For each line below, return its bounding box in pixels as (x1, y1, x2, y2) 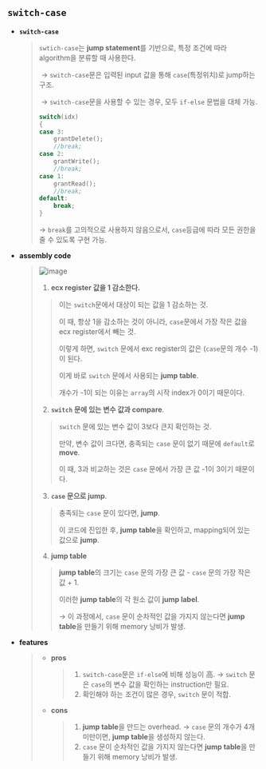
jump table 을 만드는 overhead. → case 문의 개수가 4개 (82, 722, 256, 731)
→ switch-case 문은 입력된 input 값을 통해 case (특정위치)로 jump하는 (41, 70, 256, 79)
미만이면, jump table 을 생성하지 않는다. (82, 732, 206, 742)
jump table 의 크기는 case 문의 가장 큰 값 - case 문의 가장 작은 (58, 568, 252, 577)
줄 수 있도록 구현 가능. (38, 235, 108, 245)
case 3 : (38, 128, 65, 136)
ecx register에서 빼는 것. (58, 327, 136, 337)
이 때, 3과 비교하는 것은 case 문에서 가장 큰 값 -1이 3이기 (58, 464, 234, 474)
